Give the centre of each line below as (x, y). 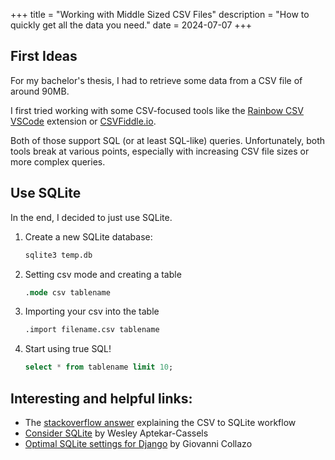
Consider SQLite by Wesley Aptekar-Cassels (116, 433)
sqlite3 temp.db (58, 255)
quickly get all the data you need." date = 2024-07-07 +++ (131, 25)
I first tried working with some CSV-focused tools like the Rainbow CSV (157, 110)
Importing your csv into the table (92, 311)
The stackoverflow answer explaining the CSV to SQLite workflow (160, 422)
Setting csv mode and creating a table (103, 274)
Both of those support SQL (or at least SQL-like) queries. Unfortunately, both (168, 140)
